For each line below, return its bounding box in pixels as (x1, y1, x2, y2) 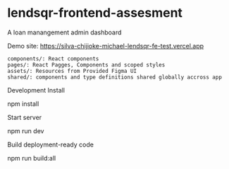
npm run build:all (7, 154, 56, 162)
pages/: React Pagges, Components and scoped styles (7, 61, 166, 68)
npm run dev (7, 126, 44, 135)
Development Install (7, 86, 66, 94)
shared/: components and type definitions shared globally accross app (7, 74, 222, 81)
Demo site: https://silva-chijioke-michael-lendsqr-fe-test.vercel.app (7, 41, 204, 50)
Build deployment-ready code (7, 140, 94, 149)
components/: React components (7, 55, 99, 62)
